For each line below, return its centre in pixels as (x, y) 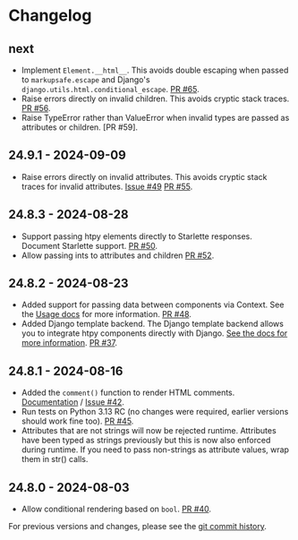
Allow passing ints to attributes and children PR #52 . (118, 255)
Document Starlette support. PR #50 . (89, 245)
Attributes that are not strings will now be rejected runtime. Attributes (149, 431)
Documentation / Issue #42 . (72, 402)
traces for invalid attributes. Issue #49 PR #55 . (107, 186)
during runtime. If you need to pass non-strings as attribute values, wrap (155, 450)
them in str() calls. (55, 459)
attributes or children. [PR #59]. (80, 127)
